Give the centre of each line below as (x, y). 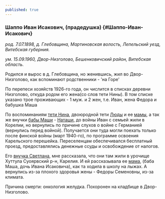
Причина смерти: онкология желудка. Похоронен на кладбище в (74, 187)
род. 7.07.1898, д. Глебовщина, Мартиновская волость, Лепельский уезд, (83, 44)
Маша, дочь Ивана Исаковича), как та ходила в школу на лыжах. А (76, 166)
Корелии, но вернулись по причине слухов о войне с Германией (74, 125)
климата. (15, 177)
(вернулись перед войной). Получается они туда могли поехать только (81, 130)
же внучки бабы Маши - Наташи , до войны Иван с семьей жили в (75, 119)
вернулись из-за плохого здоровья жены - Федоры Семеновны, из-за (79, 172)
